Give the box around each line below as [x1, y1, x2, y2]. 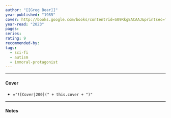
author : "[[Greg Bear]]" [5, 7, 58, 13]
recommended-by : [5, 41, 40, 46]
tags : [5, 45, 17, 50]
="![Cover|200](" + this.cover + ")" [12, 92, 93, 97]
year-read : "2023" [5, 21, 44, 27]
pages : [5, 26, 19, 32]
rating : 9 [5, 36, 26, 41]
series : [5, 31, 22, 36]
